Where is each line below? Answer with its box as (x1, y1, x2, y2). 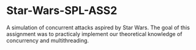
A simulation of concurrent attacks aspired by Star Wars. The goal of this (6, 24, 190, 31)
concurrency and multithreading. (6, 37, 89, 44)
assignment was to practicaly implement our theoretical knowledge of (6, 30, 183, 37)
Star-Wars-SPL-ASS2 (6, 4, 118, 18)
